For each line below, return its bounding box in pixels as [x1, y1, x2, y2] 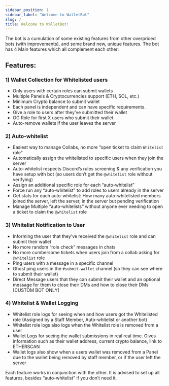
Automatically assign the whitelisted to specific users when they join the [12, 155, 164, 161]
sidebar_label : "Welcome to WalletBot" [5, 12, 90, 17]
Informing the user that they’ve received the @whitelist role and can [12, 233, 156, 239]
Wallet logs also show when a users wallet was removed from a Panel [12, 348, 158, 355]
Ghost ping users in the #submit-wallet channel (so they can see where [12, 265, 163, 271]
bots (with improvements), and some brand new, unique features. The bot [5, 41, 159, 47]
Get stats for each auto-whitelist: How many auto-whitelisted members [12, 193, 161, 199]
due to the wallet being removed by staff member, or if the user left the [12, 354, 161, 360]
